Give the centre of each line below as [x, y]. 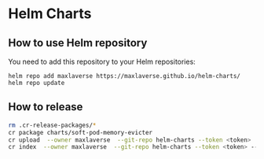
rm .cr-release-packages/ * [52, 125]
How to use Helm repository [78, 43]
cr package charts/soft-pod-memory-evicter [81, 132]
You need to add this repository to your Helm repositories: [102, 61]
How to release [46, 107]
